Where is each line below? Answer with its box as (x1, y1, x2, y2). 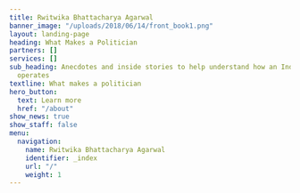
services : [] (9, 54, 58, 63)
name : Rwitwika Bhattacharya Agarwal (25, 145, 166, 154)
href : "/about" (17, 104, 74, 113)
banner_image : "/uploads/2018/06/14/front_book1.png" (9, 21, 214, 30)
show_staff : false (9, 121, 78, 130)
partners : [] (9, 46, 58, 55)
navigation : (17, 137, 62, 146)
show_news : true (9, 112, 70, 121)
